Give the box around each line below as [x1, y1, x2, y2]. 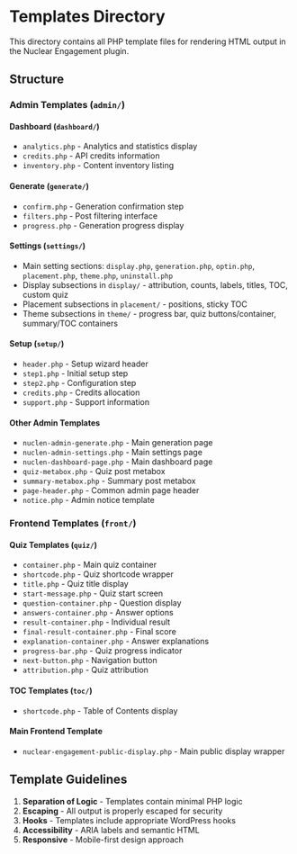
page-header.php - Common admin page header [22, 485, 200, 496]
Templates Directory [9, 6, 166, 27]
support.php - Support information [22, 397, 150, 408]
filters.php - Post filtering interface [22, 210, 158, 221]
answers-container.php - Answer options [22, 607, 174, 618]
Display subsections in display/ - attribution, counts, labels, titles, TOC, [22, 279, 288, 290]
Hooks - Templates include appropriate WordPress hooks [22, 814, 237, 825]
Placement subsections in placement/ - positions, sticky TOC [22, 299, 247, 310]
